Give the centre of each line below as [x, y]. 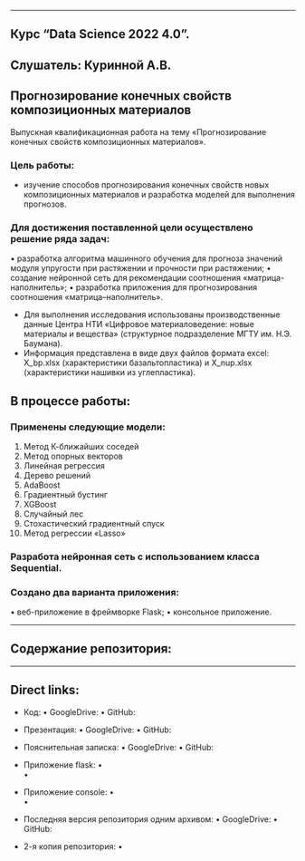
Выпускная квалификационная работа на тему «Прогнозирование [138, 131]
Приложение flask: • [63, 764]
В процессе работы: [70, 401]
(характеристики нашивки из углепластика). [110, 372]
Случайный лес [53, 514]
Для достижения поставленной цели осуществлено [132, 227]
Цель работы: [43, 165]
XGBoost [40, 504]
